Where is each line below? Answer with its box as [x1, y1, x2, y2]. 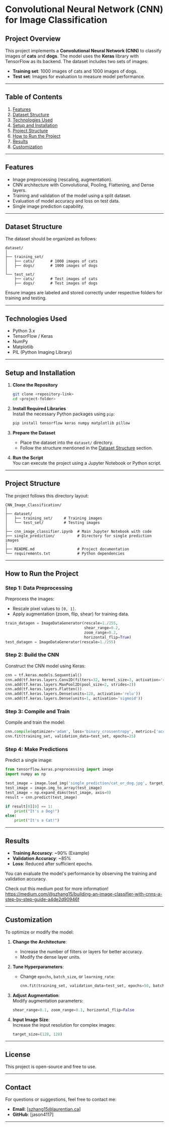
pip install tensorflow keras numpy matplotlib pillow [12, 420, 130, 425]
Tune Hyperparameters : [12, 964, 64, 970]
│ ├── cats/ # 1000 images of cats [5, 259, 98, 264]
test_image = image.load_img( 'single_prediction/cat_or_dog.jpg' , [5, 781, 147, 786]
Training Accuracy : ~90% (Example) [12, 850, 90, 856]
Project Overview [5, 34, 61, 43]
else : [5, 813, 17, 819]
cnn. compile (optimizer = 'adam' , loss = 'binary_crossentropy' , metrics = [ [5, 729, 156, 734]
